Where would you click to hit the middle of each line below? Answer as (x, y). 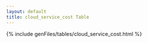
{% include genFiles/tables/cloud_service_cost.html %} (74, 34)
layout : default (26, 11)
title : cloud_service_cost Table (48, 17)
